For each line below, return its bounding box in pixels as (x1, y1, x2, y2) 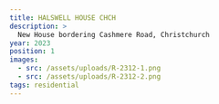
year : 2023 (9, 38, 51, 48)
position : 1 (9, 47, 55, 56)
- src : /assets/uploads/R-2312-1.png (17, 64, 162, 73)
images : (9, 55, 39, 64)
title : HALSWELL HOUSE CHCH (9, 13, 117, 23)
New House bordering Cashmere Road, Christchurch (17, 30, 210, 39)
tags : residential (9, 80, 79, 90)
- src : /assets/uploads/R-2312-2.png (17, 72, 162, 81)
